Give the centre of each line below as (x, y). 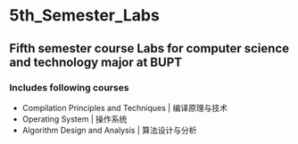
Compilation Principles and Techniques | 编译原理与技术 (124, 108)
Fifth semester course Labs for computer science (149, 48)
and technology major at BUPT (96, 62)
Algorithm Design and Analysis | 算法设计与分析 (109, 130)
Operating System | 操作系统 (74, 119)
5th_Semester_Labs (85, 16)
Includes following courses (69, 87)
